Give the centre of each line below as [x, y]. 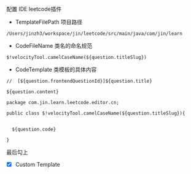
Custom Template [37, 165]
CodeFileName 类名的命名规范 [54, 46]
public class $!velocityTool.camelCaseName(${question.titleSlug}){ [96, 113]
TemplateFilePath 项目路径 [49, 22]
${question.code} [34, 129]
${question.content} [33, 92]
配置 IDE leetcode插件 [34, 9]
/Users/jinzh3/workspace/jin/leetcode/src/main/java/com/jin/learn [95, 34]
